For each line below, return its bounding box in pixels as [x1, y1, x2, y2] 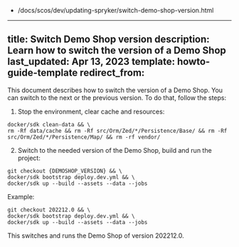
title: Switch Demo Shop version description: [7, 34, 210, 46]
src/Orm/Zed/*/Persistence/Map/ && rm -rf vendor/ [7, 133, 161, 141]
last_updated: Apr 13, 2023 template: [7, 56, 176, 68]
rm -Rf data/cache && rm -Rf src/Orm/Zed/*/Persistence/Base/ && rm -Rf [7, 127, 228, 134]
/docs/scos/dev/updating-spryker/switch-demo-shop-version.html [17, 6, 214, 14]
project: [17, 153, 41, 162]
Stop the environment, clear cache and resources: [17, 107, 165, 116]
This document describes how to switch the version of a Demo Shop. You [7, 86, 223, 94]
